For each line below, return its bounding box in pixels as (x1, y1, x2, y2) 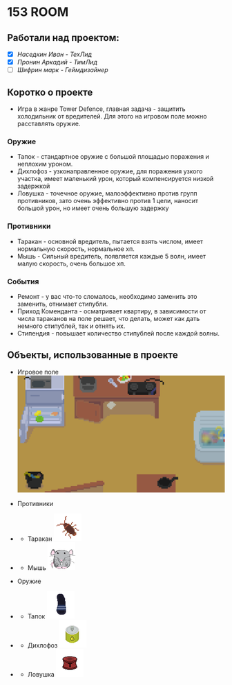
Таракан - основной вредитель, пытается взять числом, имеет (17, 237, 204, 245)
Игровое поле (17, 367, 59, 376)
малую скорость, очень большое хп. (17, 259, 126, 268)
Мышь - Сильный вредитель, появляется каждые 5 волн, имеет (17, 252, 206, 260)
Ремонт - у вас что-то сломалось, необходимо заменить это (17, 292, 197, 300)
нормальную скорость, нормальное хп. (17, 244, 135, 253)
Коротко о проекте (7, 86, 93, 98)
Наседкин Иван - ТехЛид (17, 50, 92, 58)
